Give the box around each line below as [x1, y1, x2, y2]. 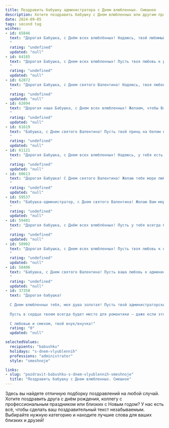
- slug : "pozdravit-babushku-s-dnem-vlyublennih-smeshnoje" [5, 372, 134, 377]
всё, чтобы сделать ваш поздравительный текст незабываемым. [5, 406, 145, 412]
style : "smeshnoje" [10, 358, 51, 363]
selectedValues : [5, 339, 39, 345]
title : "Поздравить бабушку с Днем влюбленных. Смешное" [10, 377, 132, 382]
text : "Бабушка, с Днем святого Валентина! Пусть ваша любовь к [10, 269, 147, 274]
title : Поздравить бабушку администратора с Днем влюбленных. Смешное [5, 7, 156, 13]
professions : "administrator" [10, 353, 73, 359]
